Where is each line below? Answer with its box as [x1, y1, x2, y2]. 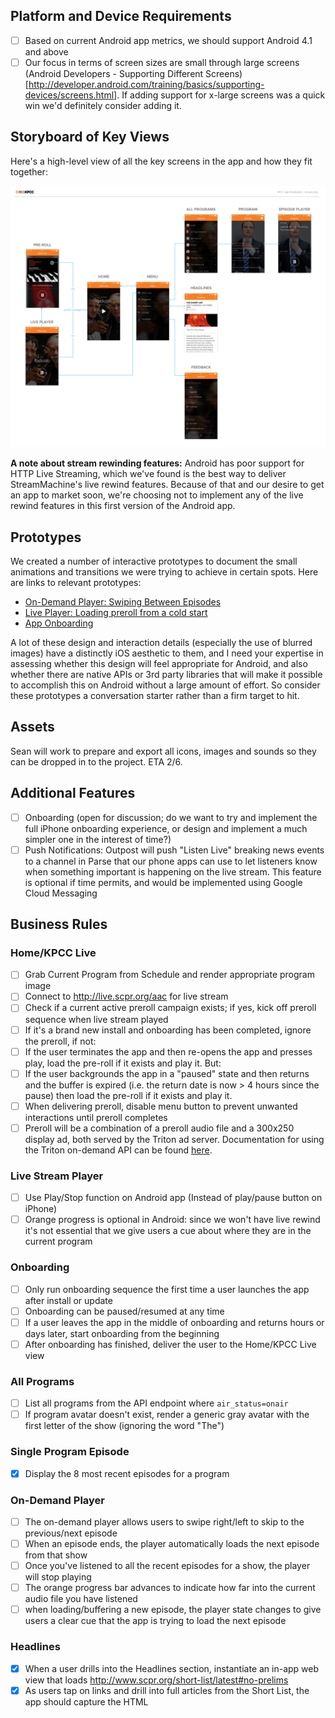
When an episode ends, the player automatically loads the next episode [24, 1537, 320, 1549]
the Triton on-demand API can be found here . [24, 1144, 213, 1156]
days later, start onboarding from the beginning [24, 1327, 220, 1339]
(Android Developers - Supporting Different [24, 67, 204, 79]
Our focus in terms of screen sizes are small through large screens [24, 56, 300, 68]
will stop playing [24, 1571, 92, 1583]
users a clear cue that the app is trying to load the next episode [24, 1615, 287, 1627]
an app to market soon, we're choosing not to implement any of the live [10, 489, 304, 501]
